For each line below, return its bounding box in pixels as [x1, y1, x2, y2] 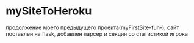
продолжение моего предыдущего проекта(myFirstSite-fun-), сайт [5, 24, 179, 31]
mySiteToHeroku [5, 4, 92, 18]
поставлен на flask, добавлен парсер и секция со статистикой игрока [5, 30, 189, 37]
